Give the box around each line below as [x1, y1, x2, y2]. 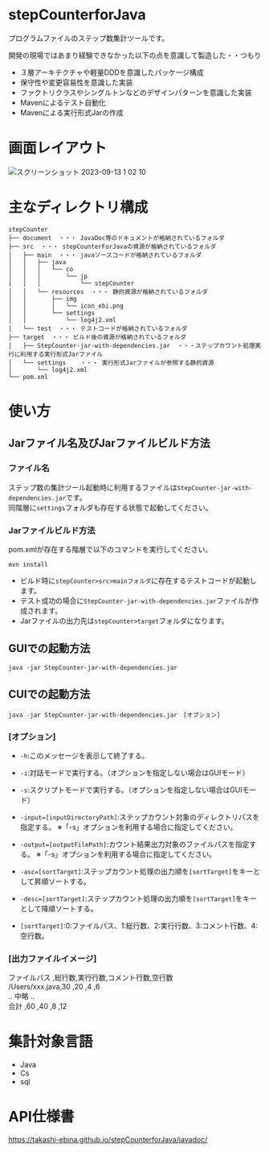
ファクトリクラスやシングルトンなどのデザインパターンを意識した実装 [19, 87, 252, 97]
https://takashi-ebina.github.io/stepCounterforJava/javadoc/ [8, 1135, 208, 1145]
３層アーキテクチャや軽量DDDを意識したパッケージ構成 [19, 67, 204, 77]
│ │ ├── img [8, 295, 78, 303]
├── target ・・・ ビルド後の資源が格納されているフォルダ [8, 332, 187, 341]
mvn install [8, 560, 48, 568]
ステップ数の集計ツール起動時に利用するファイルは [8, 482, 177, 492]
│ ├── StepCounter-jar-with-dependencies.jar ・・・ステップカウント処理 [8, 341, 255, 349]
